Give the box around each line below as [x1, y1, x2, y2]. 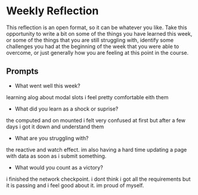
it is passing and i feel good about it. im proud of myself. [6, 181, 144, 188]
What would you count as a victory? [14, 163, 103, 171]
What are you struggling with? [14, 134, 89, 141]
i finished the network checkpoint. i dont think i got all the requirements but [6, 175, 191, 183]
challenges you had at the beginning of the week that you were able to [6, 43, 180, 50]
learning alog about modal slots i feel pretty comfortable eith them [6, 93, 169, 100]
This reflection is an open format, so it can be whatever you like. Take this [6, 24, 187, 31]
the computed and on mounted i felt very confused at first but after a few [6, 117, 186, 124]
